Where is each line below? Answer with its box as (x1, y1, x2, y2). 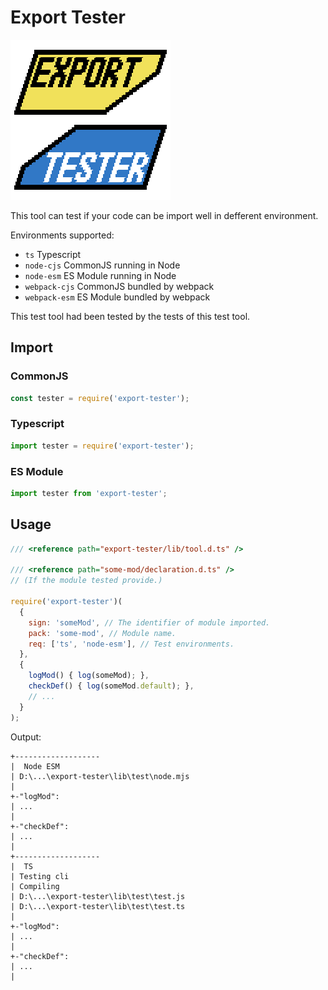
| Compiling (10, 881, 60, 891)
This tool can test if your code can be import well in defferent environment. (10, 209, 319, 221)
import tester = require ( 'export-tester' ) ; (10, 441, 195, 451)
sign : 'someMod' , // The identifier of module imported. (28, 617, 271, 628)
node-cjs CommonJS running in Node (24, 259, 181, 271)
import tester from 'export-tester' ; (10, 488, 168, 498)
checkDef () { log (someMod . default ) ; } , (28, 681, 195, 691)
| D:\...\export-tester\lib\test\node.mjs (10, 771, 190, 781)
